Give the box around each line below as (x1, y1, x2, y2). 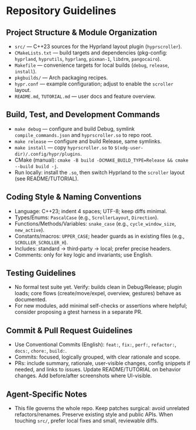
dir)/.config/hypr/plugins (14, 151, 81, 157)
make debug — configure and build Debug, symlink (14, 125, 135, 132)
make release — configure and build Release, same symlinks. (14, 138, 162, 145)
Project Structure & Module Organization (6, 28, 157, 37)
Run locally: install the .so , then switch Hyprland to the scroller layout (14, 169, 185, 176)
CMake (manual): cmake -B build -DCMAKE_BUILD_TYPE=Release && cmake (14, 156, 189, 163)
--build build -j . (14, 162, 59, 169)
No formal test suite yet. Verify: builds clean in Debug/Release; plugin (14, 284, 183, 291)
